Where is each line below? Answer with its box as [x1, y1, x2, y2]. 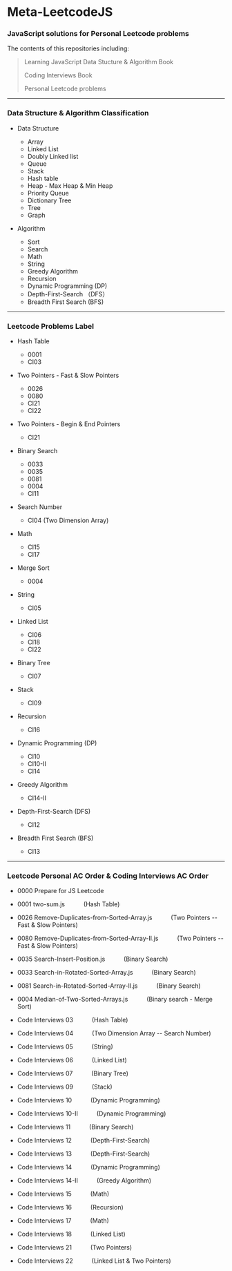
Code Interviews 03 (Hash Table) [17, 1016, 128, 1024]
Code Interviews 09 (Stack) [17, 1082, 113, 1091]
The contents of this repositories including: [7, 44, 130, 52]
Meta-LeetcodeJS [7, 4, 113, 20]
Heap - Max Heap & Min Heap [27, 181, 113, 190]
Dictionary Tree [27, 196, 72, 204]
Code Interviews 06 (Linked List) [17, 1056, 128, 1064]
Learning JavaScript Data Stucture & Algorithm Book [23, 58, 174, 66]
